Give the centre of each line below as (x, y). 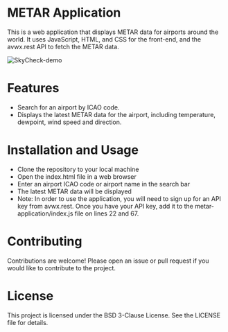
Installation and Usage (73, 150)
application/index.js (45, 213)
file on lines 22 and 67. (107, 213)
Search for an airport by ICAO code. (68, 107)
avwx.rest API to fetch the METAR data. (63, 46)
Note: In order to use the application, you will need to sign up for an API (119, 198)
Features (33, 88)
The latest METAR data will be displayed (74, 191)
